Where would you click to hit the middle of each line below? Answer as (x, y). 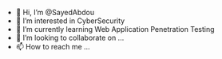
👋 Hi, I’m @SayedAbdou (55, 12)
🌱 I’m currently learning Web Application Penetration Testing (115, 29)
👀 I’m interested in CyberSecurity (70, 21)
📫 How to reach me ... (53, 47)
